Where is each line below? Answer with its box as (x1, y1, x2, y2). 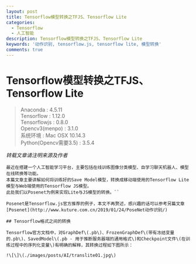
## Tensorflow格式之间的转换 (6, 218, 71, 224)
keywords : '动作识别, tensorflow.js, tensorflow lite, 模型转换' (6, 42, 162, 48)
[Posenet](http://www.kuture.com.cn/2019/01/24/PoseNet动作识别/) (6, 207, 168, 213)
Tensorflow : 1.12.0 (20, 112, 66, 119)
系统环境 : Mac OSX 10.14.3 (20, 131, 86, 138)
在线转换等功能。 (6, 171, 42, 177)
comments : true (6, 47, 43, 53)
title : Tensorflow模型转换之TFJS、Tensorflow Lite (6, 14, 127, 20)
